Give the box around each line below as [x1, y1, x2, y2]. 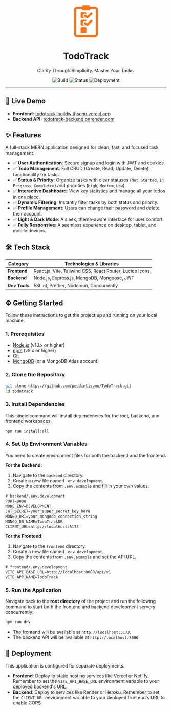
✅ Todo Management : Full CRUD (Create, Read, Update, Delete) [12, 165, 149, 171]
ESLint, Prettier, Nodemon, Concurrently [33, 282, 118, 288]
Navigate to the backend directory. [12, 472, 84, 478]
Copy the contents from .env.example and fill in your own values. [12, 483, 149, 489]
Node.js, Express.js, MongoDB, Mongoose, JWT [33, 275, 135, 281]
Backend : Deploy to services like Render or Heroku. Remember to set [12, 689, 160, 695]
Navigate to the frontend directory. [12, 543, 86, 549]
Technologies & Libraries [64, 261, 119, 267]
